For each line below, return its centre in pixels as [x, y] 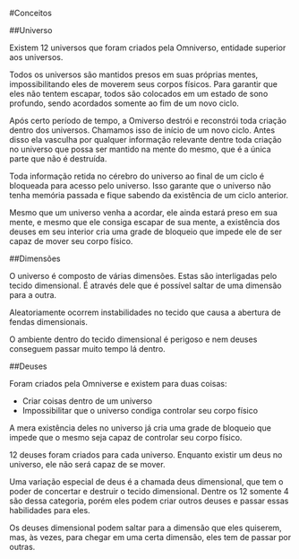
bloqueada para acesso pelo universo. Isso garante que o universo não [140, 186]
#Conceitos [30, 13]
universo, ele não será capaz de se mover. [87, 464]
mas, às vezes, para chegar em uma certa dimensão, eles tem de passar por [150, 537]
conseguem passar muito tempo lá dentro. [87, 349]
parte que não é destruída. [58, 159]
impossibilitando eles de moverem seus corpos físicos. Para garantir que [143, 84]
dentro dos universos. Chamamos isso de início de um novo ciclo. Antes [142, 130]
